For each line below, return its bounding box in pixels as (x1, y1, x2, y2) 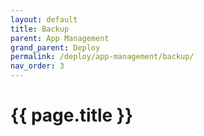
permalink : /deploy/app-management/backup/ (10, 52, 195, 62)
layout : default (10, 14, 78, 25)
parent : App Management (10, 33, 110, 43)
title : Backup (10, 24, 70, 34)
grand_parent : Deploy (10, 42, 101, 53)
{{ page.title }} (10, 104, 134, 127)
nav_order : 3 (10, 61, 65, 71)
